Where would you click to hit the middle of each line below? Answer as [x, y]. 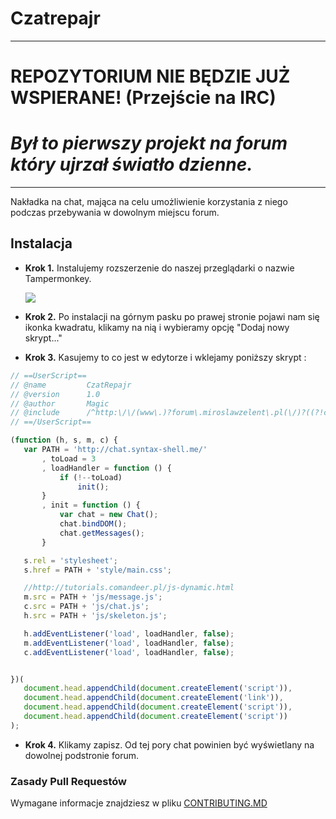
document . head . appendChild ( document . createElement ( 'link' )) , [153, 698]
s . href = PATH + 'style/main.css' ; [97, 570]
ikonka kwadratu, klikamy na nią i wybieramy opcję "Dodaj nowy [157, 327]
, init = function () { [91, 505]
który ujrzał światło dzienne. [131, 164]
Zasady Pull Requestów [68, 781]
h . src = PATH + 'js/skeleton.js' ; [95, 616]
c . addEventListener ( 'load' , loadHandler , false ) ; [129, 652]
